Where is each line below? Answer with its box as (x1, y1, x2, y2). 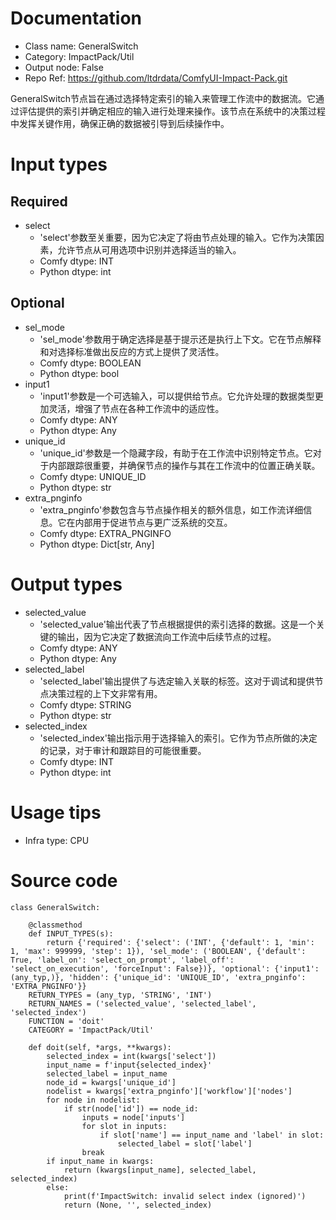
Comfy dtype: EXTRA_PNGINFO (39, 527, 172, 539)
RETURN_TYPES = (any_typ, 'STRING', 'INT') (28, 990, 213, 1000)
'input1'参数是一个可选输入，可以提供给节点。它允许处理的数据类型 (39, 390, 315, 402)
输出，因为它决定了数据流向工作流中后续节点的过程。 (57, 630, 277, 642)
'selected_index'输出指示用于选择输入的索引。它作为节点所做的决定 (39, 732, 318, 744)
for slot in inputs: (81, 1121, 168, 1131)
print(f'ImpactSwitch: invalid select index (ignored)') (63, 1191, 307, 1201)
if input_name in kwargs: (46, 1156, 155, 1166)
